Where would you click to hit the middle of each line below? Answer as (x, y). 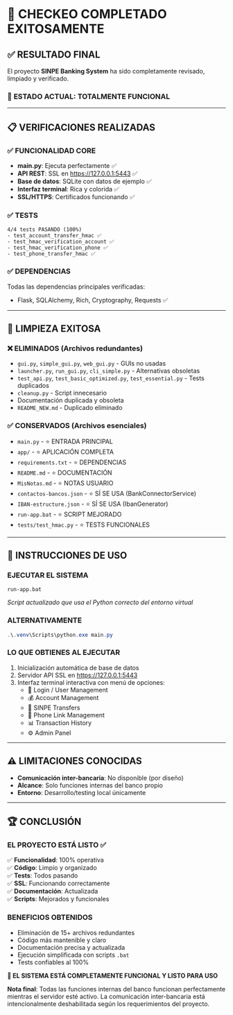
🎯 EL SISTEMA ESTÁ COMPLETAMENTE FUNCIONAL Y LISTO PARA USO (113, 975)
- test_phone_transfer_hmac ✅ (51, 254)
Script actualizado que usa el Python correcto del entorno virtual (100, 602)
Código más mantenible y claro (61, 940)
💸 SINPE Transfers (54, 708)
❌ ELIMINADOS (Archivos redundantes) (75, 348)
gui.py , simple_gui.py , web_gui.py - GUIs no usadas (92, 364)
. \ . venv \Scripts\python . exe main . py (60, 635)
